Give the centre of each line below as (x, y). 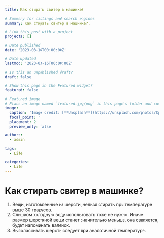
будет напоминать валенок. (41, 225)
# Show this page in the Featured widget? (49, 86)
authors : (14, 135)
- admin (17, 140)
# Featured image (23, 99)
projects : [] (18, 37)
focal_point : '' (26, 117)
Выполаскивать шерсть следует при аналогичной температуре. (79, 231)
